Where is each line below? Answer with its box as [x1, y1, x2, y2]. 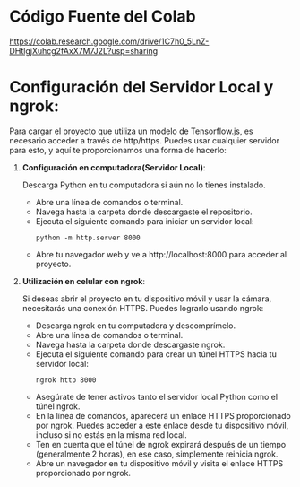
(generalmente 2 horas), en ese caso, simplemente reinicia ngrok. [35, 448, 279, 459]
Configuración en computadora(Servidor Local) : [21, 161, 206, 172]
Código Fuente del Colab [9, 6, 196, 27]
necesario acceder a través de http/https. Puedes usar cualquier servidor [9, 135, 280, 145]
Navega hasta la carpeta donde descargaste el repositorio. [35, 206, 253, 217]
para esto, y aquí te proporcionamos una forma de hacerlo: [9, 144, 227, 155]
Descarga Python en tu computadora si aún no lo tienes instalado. [21, 179, 266, 190]
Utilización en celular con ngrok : [21, 275, 146, 286]
